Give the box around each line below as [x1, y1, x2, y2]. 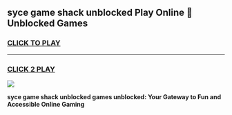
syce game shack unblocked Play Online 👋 [7, 7, 193, 19]
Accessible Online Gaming [7, 100, 85, 108]
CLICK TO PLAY [7, 39, 61, 48]
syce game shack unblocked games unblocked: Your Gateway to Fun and [7, 92, 222, 101]
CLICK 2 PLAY [7, 64, 55, 74]
